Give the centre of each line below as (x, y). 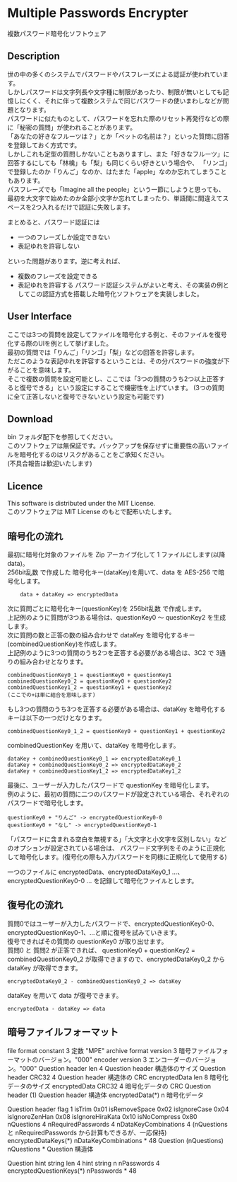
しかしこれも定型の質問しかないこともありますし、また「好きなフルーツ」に (119, 154)
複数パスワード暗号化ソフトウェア (57, 33)
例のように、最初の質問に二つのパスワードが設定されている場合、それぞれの (119, 794)
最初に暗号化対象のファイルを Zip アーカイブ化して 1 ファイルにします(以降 (116, 555)
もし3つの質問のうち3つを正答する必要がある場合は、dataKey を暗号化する (116, 709)
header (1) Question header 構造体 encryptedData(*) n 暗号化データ (106, 1095)
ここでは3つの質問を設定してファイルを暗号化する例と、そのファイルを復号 (117, 334)
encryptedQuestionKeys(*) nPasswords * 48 (72, 1171)
